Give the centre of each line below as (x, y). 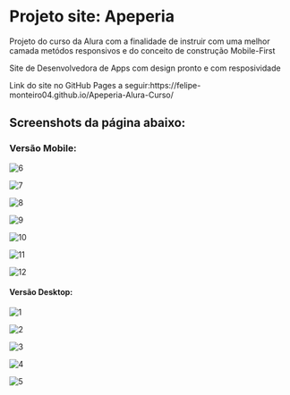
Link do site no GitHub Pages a (66, 85)
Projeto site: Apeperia (92, 17)
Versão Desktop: (41, 292)
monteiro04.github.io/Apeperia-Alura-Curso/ (92, 95)
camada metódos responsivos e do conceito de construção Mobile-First (142, 50)
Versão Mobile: (43, 148)
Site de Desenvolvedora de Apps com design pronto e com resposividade (145, 68)
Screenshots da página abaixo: (98, 123)
